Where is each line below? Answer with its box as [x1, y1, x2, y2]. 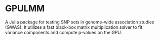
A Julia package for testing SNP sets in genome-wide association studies [5, 19, 155, 25]
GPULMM [5, 3, 45, 14]
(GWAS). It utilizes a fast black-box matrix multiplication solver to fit [5, 24, 143, 30]
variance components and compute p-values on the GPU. [5, 29, 122, 35]
